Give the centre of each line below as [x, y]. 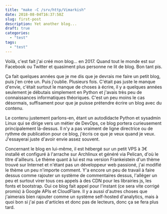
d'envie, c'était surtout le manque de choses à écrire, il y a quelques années [84, 87]
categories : [17, 33]
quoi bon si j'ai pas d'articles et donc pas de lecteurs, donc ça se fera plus [82, 202]
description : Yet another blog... [41, 24]
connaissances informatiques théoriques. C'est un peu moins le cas [75, 97]
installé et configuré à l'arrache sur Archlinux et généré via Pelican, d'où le [82, 154]
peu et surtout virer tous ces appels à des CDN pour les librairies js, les [78, 180]
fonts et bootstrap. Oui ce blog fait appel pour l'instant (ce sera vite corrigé [82, 186]
